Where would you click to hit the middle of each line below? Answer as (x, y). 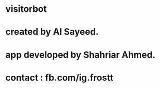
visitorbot (26, 9)
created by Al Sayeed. (52, 32)
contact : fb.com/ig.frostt (59, 78)
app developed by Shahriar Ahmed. (81, 55)
